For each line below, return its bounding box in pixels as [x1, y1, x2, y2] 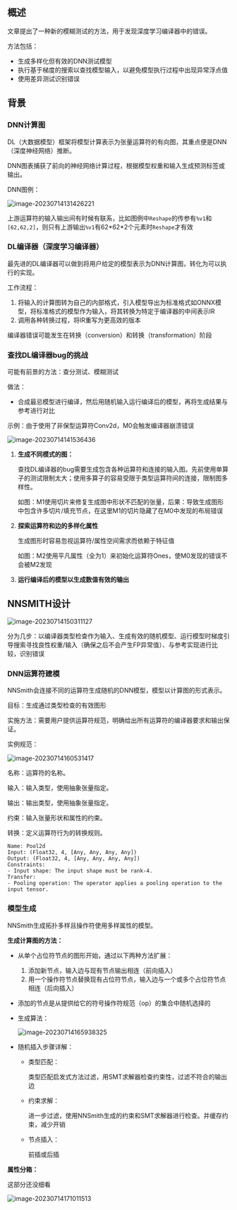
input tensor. [7, 886, 49, 893]
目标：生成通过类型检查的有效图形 [7, 701, 107, 709]
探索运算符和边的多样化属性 [17, 522, 99, 530]
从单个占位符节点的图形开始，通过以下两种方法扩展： [17, 951, 173, 959]
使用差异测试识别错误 [17, 74, 80, 83]
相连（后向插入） [28, 983, 78, 992]
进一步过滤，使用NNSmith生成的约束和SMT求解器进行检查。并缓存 [28, 1111, 222, 1120]
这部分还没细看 [7, 1180, 51, 1188]
